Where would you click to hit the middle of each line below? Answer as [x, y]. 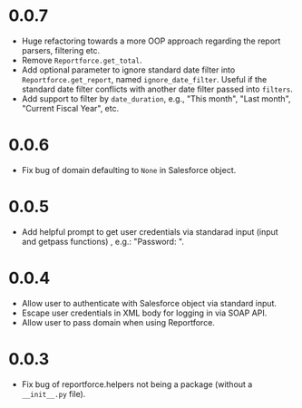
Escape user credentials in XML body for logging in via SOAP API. [144, 313]
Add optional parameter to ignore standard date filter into [128, 70]
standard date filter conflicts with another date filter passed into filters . [157, 89]
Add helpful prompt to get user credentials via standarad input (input [150, 231]
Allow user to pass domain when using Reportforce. [118, 322]
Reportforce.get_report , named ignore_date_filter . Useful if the [144, 79]
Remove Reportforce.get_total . [82, 60]
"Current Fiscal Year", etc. [70, 108]
